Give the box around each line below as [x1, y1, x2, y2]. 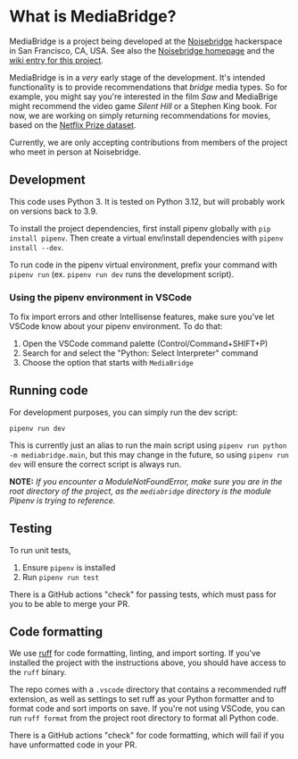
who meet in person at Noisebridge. [9, 146, 141, 157]
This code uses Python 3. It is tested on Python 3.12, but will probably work [9, 196, 286, 207]
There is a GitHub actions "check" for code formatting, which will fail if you [9, 730, 285, 741]
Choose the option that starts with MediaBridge [21, 358, 194, 368]
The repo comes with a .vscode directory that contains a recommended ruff [9, 684, 287, 695]
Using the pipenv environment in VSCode [9, 291, 192, 303]
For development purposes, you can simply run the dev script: [9, 407, 238, 417]
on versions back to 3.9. [9, 206, 98, 216]
